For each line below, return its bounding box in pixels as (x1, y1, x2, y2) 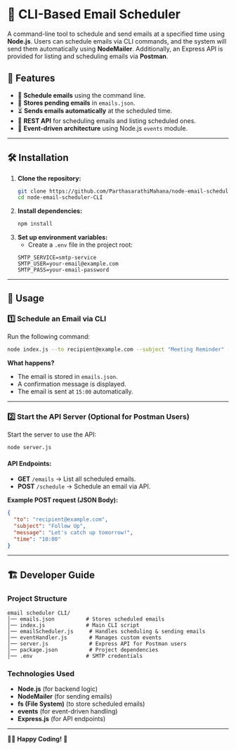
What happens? (7, 358, 55, 367)
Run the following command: (7, 332, 90, 340)
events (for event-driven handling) (17, 707, 118, 716)
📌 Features (7, 72, 55, 84)
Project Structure (7, 593, 67, 603)
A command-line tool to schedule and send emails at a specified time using (7, 30, 225, 38)
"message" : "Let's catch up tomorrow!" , (13, 529, 133, 536)
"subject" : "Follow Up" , (13, 522, 86, 529)
